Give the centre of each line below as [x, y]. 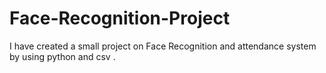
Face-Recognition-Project [120, 18]
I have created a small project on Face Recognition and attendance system [163, 46]
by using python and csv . [62, 56]
